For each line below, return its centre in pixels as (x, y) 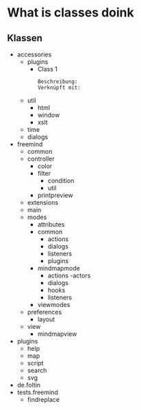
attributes (51, 224)
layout (46, 319)
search (37, 370)
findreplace (43, 399)
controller (41, 159)
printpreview (55, 195)
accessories (34, 54)
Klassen (25, 38)
